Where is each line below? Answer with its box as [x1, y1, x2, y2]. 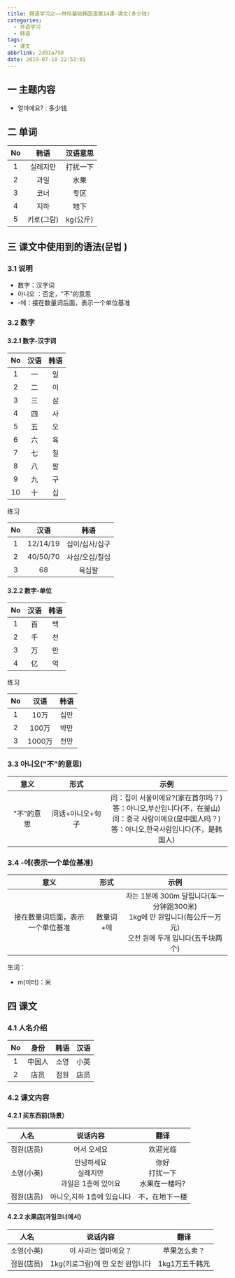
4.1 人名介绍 [7, 1023, 48, 1033]
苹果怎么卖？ [163, 1246, 206, 1256]
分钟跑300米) [152, 901, 198, 911]
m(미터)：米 [17, 978, 52, 986]
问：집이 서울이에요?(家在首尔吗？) [111, 793, 223, 802]
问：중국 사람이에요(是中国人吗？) [112, 814, 222, 823]
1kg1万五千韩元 [157, 1259, 211, 1268]
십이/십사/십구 [66, 539, 111, 549]
